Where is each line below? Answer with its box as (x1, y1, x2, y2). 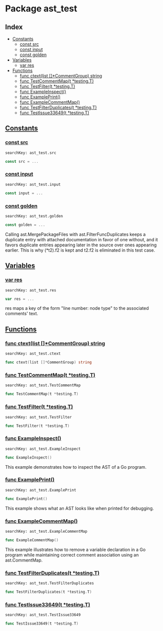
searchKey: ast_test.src (5, 150, 56, 155)
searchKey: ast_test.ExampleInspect (5, 446, 81, 451)
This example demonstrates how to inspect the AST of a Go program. (5, 464, 147, 470)
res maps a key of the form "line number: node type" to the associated (5, 305, 149, 311)
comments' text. (5, 311, 39, 317)
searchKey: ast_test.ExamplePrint (5, 488, 77, 492)
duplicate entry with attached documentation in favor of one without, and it (5, 236, 158, 242)
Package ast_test (5, 3, 78, 14)
